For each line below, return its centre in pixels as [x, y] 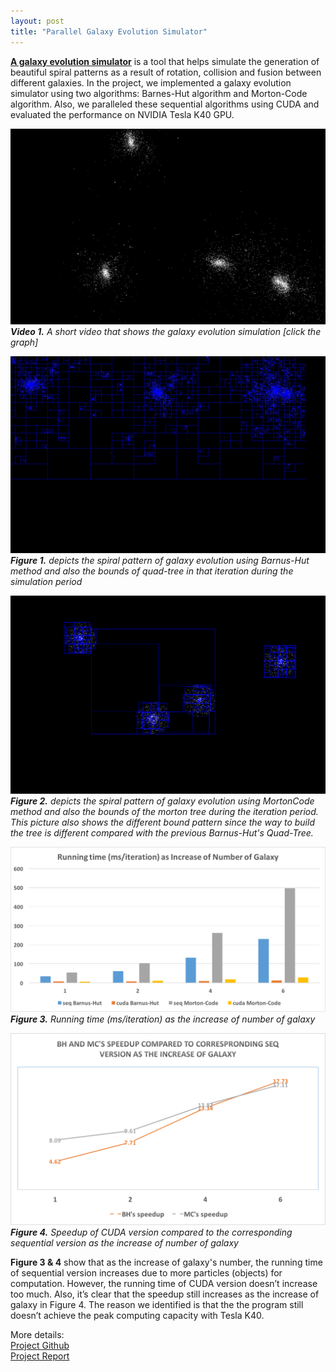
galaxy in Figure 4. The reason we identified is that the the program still [157, 1304]
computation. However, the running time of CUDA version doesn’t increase [164, 1283]
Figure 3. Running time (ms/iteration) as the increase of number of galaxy [163, 1019]
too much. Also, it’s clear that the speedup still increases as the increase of [165, 1294]
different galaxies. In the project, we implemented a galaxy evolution [151, 82]
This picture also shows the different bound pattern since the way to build [162, 822]
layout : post [37, 21]
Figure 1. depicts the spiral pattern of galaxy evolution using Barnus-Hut [160, 561]
